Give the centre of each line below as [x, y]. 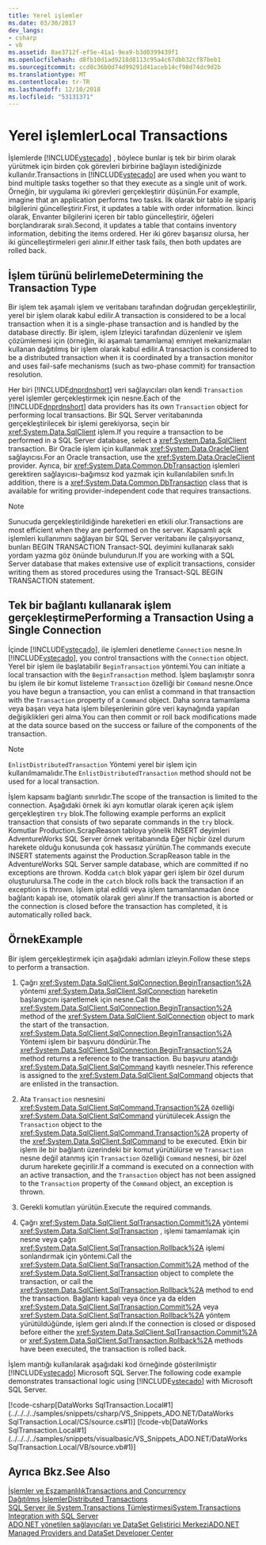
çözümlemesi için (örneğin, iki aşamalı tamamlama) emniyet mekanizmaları [130, 341]
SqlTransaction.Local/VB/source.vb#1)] [72, 1447]
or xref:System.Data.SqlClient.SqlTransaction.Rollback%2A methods [131, 1340]
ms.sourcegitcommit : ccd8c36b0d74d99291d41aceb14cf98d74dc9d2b [115, 67]
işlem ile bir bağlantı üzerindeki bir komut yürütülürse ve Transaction [131, 1149]
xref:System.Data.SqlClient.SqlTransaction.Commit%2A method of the [134, 1264]
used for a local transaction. [54, 781]
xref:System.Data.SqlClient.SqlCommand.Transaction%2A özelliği [127, 1107]
